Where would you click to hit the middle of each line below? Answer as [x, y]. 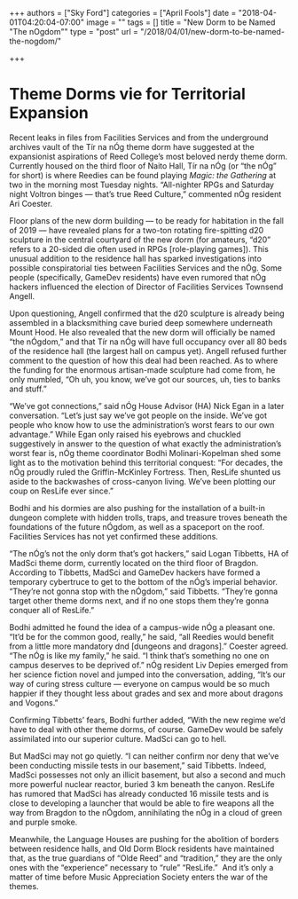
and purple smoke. [43, 822]
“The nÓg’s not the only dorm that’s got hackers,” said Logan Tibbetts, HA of [149, 553]
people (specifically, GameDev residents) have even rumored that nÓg [138, 277]
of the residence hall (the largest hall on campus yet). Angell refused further [148, 351]
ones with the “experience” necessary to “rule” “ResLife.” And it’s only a [141, 867]
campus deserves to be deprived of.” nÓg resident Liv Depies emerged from [149, 665]
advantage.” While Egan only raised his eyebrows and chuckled [125, 434]
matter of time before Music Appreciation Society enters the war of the [139, 877]
